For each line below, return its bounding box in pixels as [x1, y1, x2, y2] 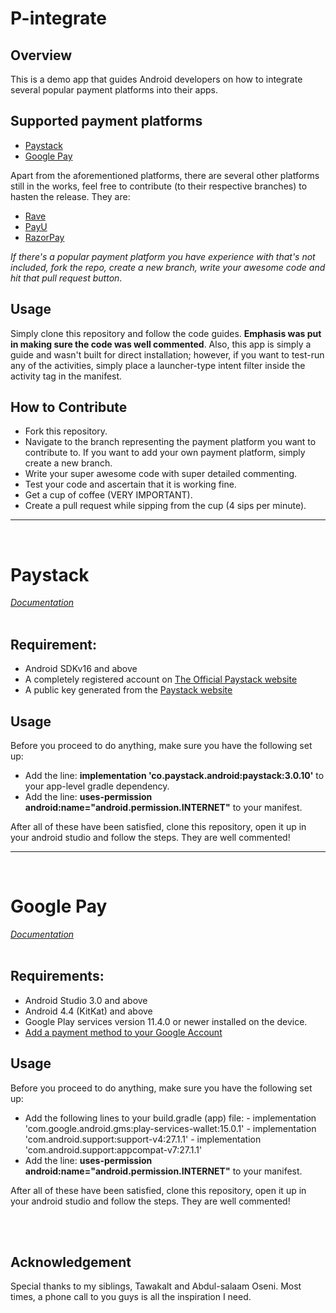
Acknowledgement [10, 1253, 132, 1271]
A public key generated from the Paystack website [24, 684, 233, 696]
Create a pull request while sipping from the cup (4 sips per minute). [24, 500, 307, 512]
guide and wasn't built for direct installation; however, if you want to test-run [10, 348, 325, 361]
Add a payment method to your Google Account [24, 1026, 223, 1038]
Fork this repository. [24, 425, 108, 437]
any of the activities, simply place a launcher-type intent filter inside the [10, 359, 306, 371]
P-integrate [10, 7, 107, 30]
